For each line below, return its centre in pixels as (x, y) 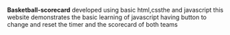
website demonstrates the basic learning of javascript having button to (107, 17)
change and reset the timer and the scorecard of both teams (93, 24)
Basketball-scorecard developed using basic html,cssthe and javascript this (115, 10)
